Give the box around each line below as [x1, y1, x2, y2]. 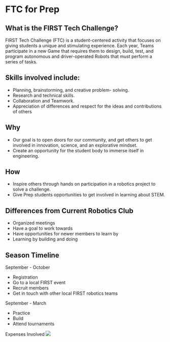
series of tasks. [5, 59, 38, 64]
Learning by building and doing [12, 236, 78, 242]
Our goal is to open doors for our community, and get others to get [12, 136, 152, 143]
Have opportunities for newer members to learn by [12, 231, 119, 237]
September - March [5, 300, 47, 306]
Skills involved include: [5, 74, 80, 82]
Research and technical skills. [12, 92, 75, 98]
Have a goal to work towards [12, 225, 73, 231]
